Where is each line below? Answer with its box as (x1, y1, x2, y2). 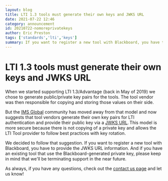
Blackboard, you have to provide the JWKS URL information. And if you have (5, 145, 163, 151)
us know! (5, 170, 24, 176)
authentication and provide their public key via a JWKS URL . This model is (5, 119, 157, 125)
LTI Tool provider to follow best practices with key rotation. (5, 130, 126, 136)
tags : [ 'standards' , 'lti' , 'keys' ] (5, 35, 77, 40)
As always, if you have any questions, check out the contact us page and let (5, 165, 162, 171)
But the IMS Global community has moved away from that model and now (5, 108, 157, 115)
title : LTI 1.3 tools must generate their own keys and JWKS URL (5, 12, 144, 17)
